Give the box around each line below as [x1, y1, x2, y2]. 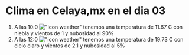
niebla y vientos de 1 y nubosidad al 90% [14, 29, 114, 36]
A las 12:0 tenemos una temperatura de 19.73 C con [14, 36, 184, 43]
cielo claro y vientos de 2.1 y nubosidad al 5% [14, 42, 125, 49]
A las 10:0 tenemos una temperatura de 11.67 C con [14, 23, 183, 30]
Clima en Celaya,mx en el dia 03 [5, 4, 166, 18]
